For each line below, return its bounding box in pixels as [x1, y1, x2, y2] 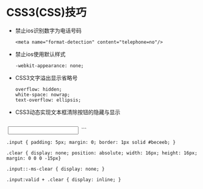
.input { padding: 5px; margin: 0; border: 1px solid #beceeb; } [6, 139, 176, 145]
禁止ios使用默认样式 [15, 50, 66, 58]
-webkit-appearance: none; [15, 62, 84, 69]
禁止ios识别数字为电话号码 [15, 27, 82, 34]
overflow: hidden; [15, 86, 62, 92]
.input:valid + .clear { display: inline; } [6, 176, 121, 183]
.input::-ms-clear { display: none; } [6, 166, 105, 172]
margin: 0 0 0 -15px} [6, 155, 62, 162]
